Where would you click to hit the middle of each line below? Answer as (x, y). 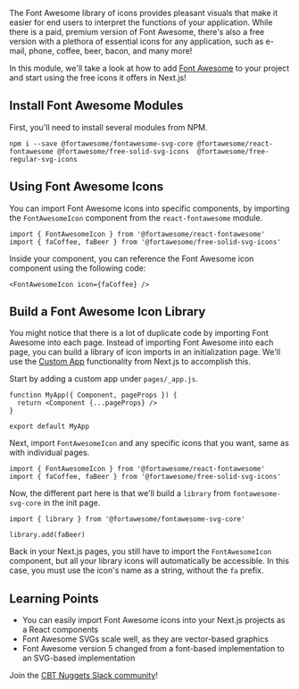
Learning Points (54, 598)
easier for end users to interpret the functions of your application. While (141, 22)
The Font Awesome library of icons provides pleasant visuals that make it (144, 13)
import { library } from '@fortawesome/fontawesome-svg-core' (127, 519)
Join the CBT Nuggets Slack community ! (83, 676)
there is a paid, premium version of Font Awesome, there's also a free (137, 32)
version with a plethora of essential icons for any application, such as (137, 41)
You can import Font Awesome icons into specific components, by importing (149, 208)
